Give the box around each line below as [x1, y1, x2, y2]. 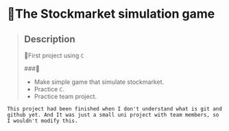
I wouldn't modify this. [7, 117, 78, 124]
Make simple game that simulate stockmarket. [34, 78, 165, 86]
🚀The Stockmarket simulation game [7, 6, 215, 22]
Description [23, 33, 75, 45]
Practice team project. [34, 92, 97, 100]
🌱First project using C [23, 51, 84, 59]
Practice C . [34, 85, 64, 93]
